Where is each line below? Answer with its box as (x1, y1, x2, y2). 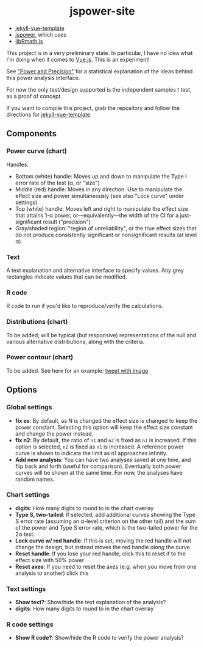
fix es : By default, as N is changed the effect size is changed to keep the (15, 417, 198, 424)
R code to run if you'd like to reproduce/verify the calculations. (6, 302, 163, 310)
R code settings (6, 620, 54, 629)
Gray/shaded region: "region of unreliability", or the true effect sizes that (15, 224, 197, 232)
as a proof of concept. (6, 92, 63, 100)
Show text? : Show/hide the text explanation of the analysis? (15, 599, 166, 606)
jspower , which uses (15, 31, 67, 38)
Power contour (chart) (6, 353, 74, 362)
